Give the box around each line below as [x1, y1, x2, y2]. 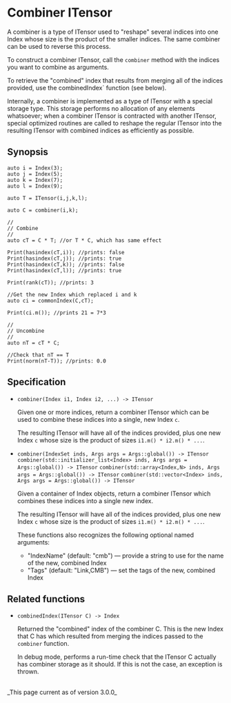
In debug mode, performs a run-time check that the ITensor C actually [17, 653, 217, 661]
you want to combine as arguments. [7, 63, 109, 71]
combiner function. [17, 640, 70, 648]
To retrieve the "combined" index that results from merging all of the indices [7, 76, 223, 84]
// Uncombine [7, 327, 45, 334]
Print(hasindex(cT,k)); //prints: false [7, 261, 125, 268]
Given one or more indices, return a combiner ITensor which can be [17, 408, 210, 416]
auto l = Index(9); [7, 183, 63, 190]
